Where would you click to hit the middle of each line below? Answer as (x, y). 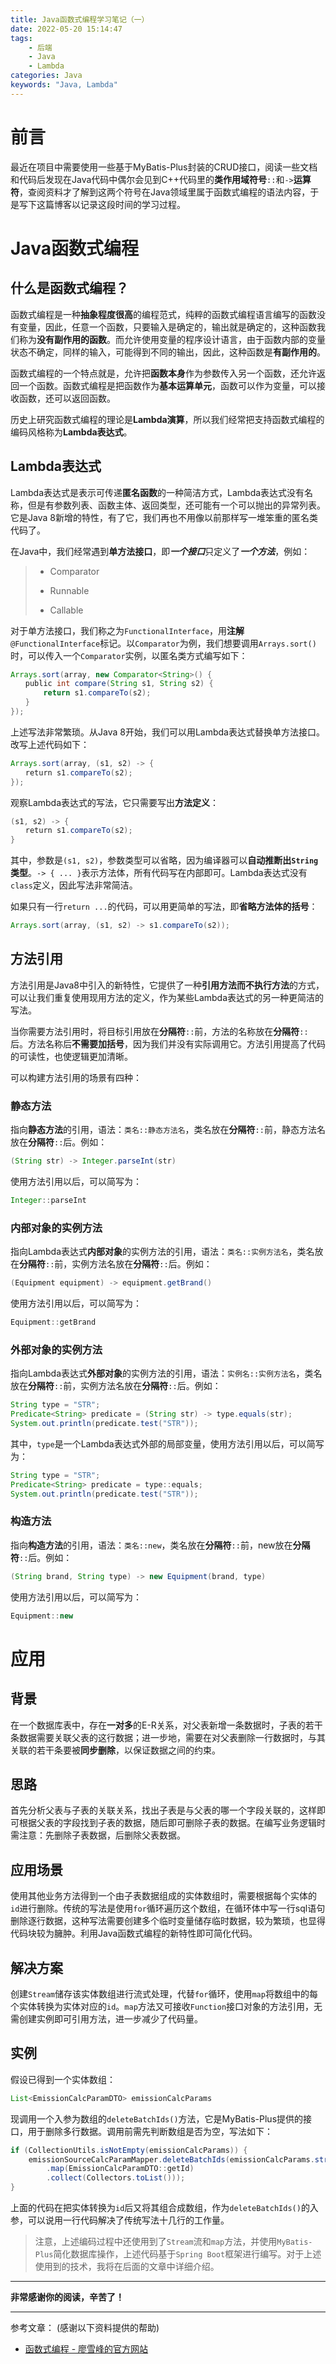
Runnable (69, 590)
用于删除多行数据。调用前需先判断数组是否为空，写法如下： (150, 2131)
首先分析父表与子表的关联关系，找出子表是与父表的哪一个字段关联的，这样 (163, 1810)
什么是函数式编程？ (69, 288)
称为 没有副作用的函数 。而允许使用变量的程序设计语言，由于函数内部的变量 (172, 339)
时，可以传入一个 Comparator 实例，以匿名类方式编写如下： (129, 655)
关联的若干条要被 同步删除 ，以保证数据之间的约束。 (115, 1750)
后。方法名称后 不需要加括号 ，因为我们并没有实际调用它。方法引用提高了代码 (168, 1043)
